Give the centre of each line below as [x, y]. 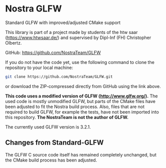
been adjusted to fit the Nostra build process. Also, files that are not [75, 106]
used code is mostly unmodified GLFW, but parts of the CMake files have [80, 101]
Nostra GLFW [33, 9]
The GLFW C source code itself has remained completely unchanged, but [81, 154]
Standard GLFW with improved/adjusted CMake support [63, 22]
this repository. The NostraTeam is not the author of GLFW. [67, 117]
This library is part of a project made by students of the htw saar [71, 32]
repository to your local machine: [39, 67]
